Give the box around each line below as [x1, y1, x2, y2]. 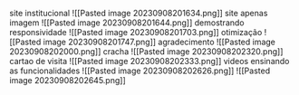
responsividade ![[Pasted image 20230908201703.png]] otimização [9, 27, 263, 37]
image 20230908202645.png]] [9, 75, 127, 85]
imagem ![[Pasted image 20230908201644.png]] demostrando [9, 17, 245, 28]
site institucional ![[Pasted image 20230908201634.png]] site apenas [9, 8, 268, 18]
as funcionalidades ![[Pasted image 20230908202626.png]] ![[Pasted [9, 65, 270, 76]
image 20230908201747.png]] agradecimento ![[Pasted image [43, 36, 276, 47]
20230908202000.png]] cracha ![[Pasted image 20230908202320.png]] [9, 46, 284, 57]
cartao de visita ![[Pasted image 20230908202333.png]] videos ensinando [9, 56, 290, 66]
